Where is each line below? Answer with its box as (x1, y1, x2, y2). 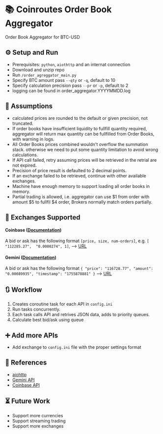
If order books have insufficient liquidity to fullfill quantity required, (12, 125, 147, 131)
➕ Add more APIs (5, 331, 58, 339)
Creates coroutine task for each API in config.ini (12, 301, 113, 307)
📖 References (5, 359, 47, 367)
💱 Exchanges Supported (5, 213, 81, 221)
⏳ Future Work (5, 397, 50, 405)
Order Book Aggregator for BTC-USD (5, 34, 80, 40)
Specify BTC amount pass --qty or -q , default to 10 (12, 77, 115, 83)
